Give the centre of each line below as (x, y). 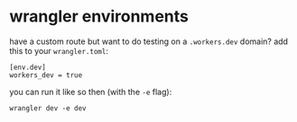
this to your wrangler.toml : (59, 50)
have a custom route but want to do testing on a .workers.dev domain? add (149, 41)
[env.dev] (28, 67)
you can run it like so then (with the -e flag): (91, 91)
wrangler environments (99, 17)
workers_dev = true (46, 75)
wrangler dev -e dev (48, 108)
